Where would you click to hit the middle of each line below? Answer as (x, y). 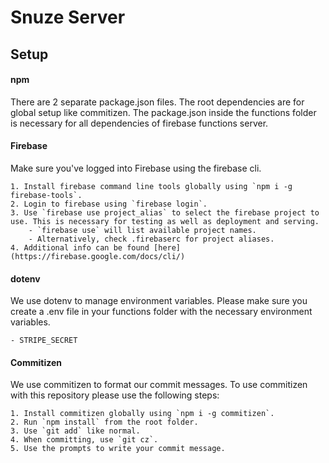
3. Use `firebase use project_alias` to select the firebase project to (165, 212)
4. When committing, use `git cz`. (84, 440)
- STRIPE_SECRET (44, 341)
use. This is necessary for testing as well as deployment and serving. (165, 221)
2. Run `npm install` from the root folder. (104, 422)
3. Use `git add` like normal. (75, 431)
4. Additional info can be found (80, 247)
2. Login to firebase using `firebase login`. (109, 204)
